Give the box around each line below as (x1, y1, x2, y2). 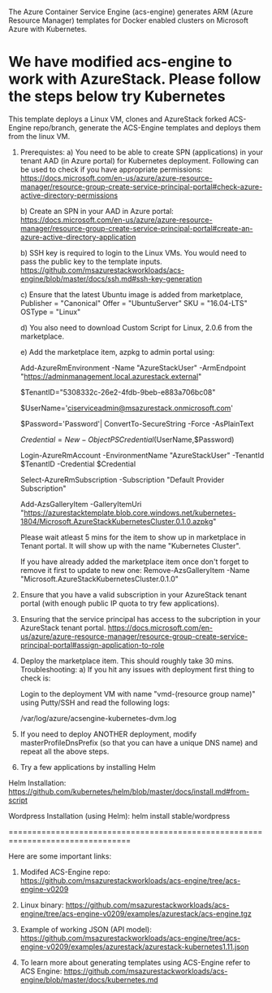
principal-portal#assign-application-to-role (19, 640, 165, 650)
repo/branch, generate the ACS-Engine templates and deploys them (33, 122, 261, 133)
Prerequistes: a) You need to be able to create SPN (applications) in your (19, 147, 264, 157)
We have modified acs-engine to (8, 53, 233, 72)
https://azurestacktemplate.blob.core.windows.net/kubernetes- (24, 508, 237, 518)
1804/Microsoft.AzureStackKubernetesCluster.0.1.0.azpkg (19, 516, 214, 526)
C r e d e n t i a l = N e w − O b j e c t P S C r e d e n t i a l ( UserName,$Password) (19, 435, 235, 444)
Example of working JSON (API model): (19, 924, 153, 934)
